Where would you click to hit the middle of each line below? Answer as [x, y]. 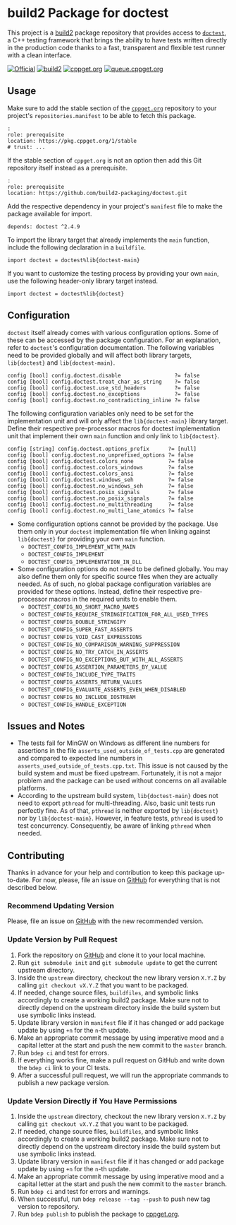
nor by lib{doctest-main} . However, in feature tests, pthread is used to [120, 819]
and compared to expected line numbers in [80, 758]
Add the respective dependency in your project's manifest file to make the [115, 206]
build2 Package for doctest [88, 13]
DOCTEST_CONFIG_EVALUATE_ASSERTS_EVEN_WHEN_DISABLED [107, 690]
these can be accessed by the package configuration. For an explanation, [114, 340]
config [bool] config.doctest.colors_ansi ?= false [100, 474]
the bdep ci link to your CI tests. [64, 1067]
